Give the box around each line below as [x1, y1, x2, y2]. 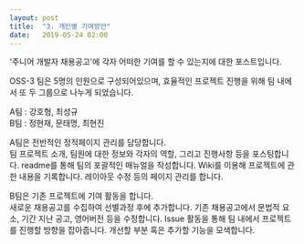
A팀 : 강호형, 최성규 [9, 107, 79, 117]
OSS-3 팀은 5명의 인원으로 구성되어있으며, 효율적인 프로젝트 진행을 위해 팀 [9, 76, 276, 86]
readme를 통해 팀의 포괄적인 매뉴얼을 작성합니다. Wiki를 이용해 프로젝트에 [21, 160, 286, 171]
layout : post [9, 13, 59, 23]
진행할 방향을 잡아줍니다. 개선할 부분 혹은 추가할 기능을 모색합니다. [18, 225, 256, 236]
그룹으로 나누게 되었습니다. [37, 87, 134, 98]
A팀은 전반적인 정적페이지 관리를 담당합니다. [9, 137, 167, 148]
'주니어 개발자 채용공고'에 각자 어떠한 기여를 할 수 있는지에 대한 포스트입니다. [9, 56, 282, 67]
